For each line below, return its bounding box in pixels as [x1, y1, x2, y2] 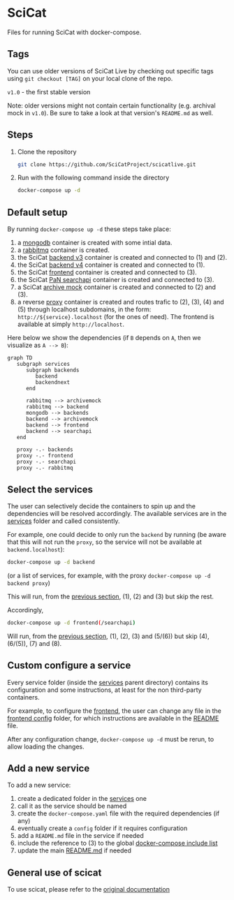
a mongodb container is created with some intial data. [17, 239, 173, 247]
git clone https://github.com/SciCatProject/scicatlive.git [17, 161, 196, 168]
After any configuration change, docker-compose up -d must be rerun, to [7, 735, 214, 743]
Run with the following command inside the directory [17, 173, 170, 182]
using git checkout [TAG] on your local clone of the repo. [7, 74, 173, 82]
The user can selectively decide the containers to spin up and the [7, 501, 196, 510]
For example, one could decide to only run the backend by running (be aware [7, 530, 227, 538]
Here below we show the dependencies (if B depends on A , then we [7, 334, 201, 342]
